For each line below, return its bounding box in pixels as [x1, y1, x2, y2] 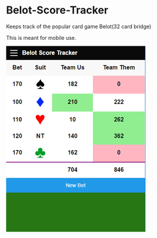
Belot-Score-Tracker [6, 4, 109, 17]
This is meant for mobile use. [6, 34, 76, 41]
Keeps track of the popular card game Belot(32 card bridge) [6, 23, 152, 30]
